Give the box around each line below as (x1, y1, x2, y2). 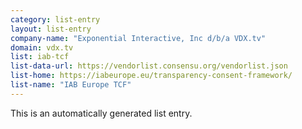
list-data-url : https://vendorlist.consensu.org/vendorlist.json (10, 61, 288, 71)
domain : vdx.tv (10, 42, 74, 53)
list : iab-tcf (10, 52, 70, 62)
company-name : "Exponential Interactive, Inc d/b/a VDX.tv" (10, 33, 267, 43)
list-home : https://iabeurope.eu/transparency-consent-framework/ (10, 71, 293, 81)
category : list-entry (10, 14, 101, 25)
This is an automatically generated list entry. (10, 107, 193, 119)
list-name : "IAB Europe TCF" (10, 80, 132, 90)
